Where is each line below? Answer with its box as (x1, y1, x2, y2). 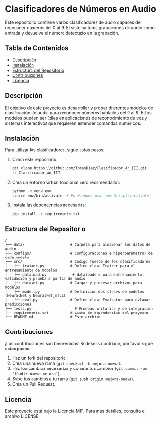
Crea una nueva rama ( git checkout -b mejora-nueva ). (12, 360, 122, 366)
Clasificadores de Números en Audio (5, 3, 156, 15)
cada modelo (5, 255, 29, 260)
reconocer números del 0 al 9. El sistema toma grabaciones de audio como (5, 24, 155, 30)
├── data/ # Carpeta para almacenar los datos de (5, 242, 151, 247)
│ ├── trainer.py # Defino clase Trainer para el (5, 263, 136, 268)
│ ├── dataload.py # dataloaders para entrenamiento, (5, 272, 145, 277)
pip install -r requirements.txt (12, 211, 80, 216)
